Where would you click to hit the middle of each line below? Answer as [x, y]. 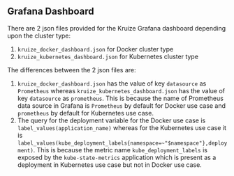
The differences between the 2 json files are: [72, 70]
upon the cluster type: [39, 35]
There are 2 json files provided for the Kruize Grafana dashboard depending [117, 28]
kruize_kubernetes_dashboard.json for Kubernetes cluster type [108, 56]
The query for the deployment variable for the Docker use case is [111, 120]
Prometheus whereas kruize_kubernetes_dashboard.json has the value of [121, 90]
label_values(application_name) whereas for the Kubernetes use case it [122, 127]
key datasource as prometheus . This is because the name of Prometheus [120, 98]
